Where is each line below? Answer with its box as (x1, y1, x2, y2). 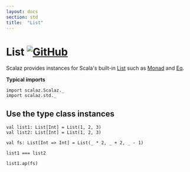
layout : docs (6, 8, 38, 15)
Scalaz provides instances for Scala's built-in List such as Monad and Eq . (6, 64, 185, 72)
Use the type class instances (6, 109, 115, 119)
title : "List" (6, 20, 44, 25)
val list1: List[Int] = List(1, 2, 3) (6, 125, 101, 131)
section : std (6, 14, 38, 20)
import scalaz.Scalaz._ (6, 87, 65, 93)
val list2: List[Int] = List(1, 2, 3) (6, 129, 101, 136)
